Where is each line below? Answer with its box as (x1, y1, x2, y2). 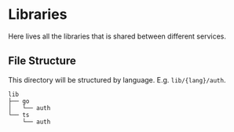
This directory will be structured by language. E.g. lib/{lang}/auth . (8, 75, 226, 84)
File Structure (8, 54, 76, 68)
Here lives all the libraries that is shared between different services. (8, 31, 226, 41)
